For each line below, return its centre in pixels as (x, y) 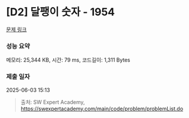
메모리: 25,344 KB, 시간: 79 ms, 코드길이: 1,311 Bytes (68, 60)
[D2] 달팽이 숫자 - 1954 (61, 12)
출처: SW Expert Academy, (53, 102)
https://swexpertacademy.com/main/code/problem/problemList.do (102, 109)
